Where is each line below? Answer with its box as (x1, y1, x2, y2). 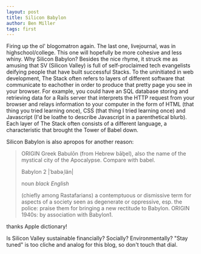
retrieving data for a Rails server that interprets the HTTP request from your (6, 94, 195, 101)
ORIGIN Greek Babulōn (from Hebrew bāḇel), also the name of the (21, 150, 186, 157)
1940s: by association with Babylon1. (21, 211, 114, 219)
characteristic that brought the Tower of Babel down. (6, 126, 138, 134)
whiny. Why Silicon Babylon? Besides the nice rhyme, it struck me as (6, 55, 178, 63)
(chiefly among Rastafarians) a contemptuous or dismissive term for (21, 192, 192, 199)
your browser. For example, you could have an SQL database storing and (6, 88, 189, 95)
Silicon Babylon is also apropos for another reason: (6, 138, 134, 146)
